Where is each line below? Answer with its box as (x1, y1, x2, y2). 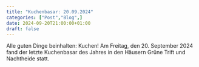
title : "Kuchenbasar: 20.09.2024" (6, 8, 94, 15)
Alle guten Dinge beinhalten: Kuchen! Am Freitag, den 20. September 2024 (6, 42, 194, 49)
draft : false (6, 25, 39, 32)
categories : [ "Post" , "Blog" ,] (6, 14, 83, 21)
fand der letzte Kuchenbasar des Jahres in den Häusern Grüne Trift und (6, 49, 186, 56)
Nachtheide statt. (6, 55, 50, 62)
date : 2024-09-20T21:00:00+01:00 (6, 20, 91, 26)
